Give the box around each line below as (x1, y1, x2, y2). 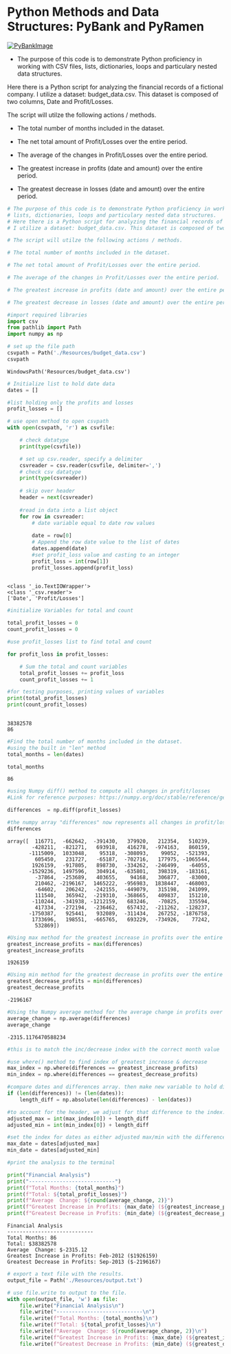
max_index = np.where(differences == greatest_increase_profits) (7, 1064, 198, 1072)
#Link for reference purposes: (7, 794, 97, 802)
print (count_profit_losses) (7, 701, 88, 709)
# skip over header (19, 488, 76, 495)
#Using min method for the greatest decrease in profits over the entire (7, 971, 223, 978)
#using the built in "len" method (7, 744, 107, 751)
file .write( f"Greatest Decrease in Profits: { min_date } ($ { (19, 1340, 195, 1347)
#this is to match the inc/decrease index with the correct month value (7, 1046, 220, 1053)
